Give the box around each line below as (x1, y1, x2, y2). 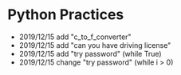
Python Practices (7, 6, 124, 24)
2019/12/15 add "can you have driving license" (18, 40, 171, 49)
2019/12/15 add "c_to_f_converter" (18, 32, 132, 41)
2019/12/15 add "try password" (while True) (18, 49, 162, 58)
